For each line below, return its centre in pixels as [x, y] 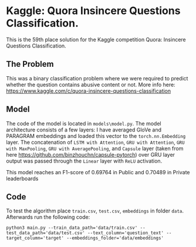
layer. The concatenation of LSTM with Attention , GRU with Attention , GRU [95, 142]
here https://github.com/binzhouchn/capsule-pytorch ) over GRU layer [90, 154]
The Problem [30, 64]
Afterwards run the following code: [48, 217]
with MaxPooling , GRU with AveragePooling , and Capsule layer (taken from [95, 148]
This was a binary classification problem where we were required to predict [97, 78]
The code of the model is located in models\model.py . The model [84, 123]
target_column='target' [35, 238]
